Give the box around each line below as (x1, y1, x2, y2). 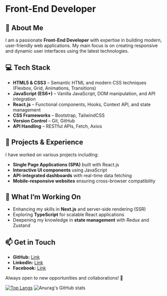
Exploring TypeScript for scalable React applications (12, 212, 124, 218)
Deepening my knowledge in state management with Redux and (12, 217, 150, 223)
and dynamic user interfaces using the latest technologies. (5, 48, 129, 54)
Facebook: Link (12, 265, 46, 271)
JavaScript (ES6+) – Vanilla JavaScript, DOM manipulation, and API (12, 90, 156, 96)
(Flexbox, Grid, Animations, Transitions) (12, 85, 96, 91)
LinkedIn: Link (12, 260, 44, 266)
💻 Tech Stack (5, 64, 51, 72)
